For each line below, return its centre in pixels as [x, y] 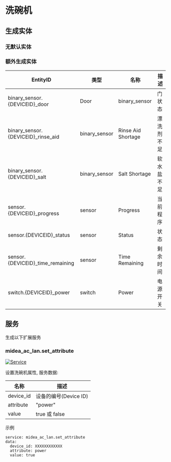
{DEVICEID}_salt [27, 177]
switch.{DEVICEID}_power [39, 293]
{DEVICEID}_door [28, 104]
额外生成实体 [21, 62]
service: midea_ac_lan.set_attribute [45, 437]
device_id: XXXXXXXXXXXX [36, 446]
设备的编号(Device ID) [62, 396]
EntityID [41, 80]
